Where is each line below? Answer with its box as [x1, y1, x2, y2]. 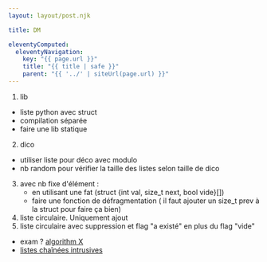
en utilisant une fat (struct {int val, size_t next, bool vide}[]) [31, 187, 225, 197]
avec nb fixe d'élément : [19, 178, 100, 188]
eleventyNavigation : [15, 48, 84, 56]
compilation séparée [19, 115, 88, 125]
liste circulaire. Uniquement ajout [19, 213, 128, 222]
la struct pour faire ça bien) [31, 204, 122, 213]
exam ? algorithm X [19, 237, 84, 246]
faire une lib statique [19, 124, 88, 134]
